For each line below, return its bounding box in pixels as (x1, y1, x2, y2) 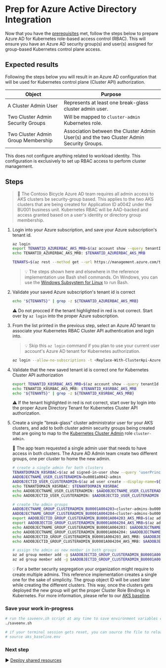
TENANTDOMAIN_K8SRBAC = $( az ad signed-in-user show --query (12, 470, 137, 475)
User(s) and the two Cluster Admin (63, 134, 145, 141)
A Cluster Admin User (7, 102, 58, 109)
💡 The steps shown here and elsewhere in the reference (24, 269, 139, 275)
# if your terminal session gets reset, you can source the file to (5, 630, 149, 635)
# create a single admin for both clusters (12, 465, 104, 470)
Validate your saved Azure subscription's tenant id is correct (12, 289, 135, 295)
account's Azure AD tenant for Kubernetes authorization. (24, 348, 141, 354)
